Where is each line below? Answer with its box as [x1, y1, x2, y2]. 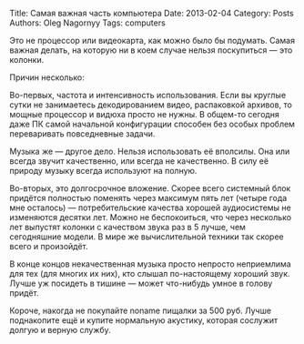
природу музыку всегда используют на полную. [9, 166, 198, 176]
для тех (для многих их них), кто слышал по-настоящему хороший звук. [9, 268, 290, 278]
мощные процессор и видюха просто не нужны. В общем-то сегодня [9, 109, 280, 119]
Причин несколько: [9, 72, 85, 83]
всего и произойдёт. [9, 241, 88, 251]
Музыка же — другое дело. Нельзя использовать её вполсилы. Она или [9, 146, 290, 157]
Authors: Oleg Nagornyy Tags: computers [9, 17, 166, 28]
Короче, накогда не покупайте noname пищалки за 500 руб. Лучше [9, 305, 271, 316]
